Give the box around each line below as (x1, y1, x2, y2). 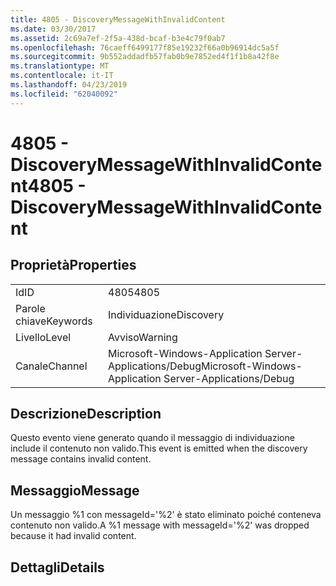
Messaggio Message (10, 482, 140, 499)
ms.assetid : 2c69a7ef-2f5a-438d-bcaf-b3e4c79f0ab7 (10, 33, 226, 43)
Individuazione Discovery (108, 307, 225, 321)
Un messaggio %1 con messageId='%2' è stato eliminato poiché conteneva (10, 509, 322, 521)
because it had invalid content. (10, 530, 137, 542)
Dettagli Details (10, 559, 105, 576)
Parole (15, 301, 46, 315)
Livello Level (15, 330, 72, 344)
